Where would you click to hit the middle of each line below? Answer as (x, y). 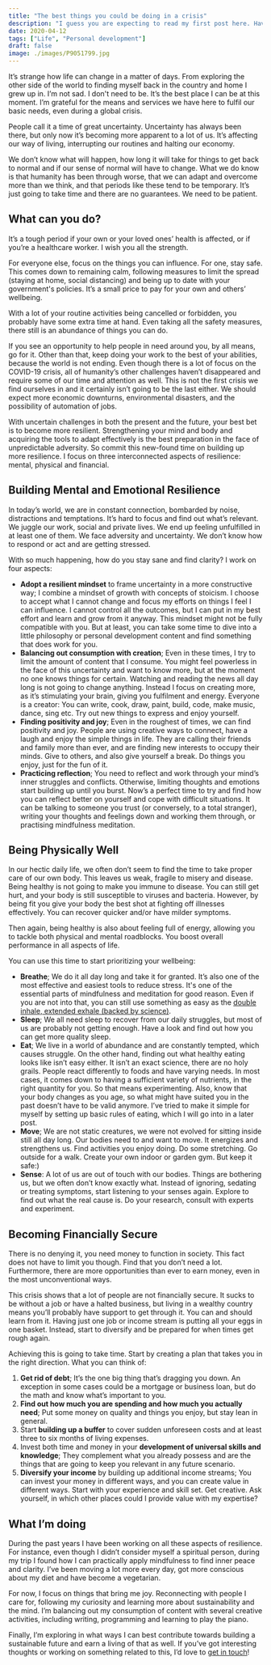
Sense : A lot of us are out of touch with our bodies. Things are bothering (141, 1175)
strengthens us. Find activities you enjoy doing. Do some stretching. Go (139, 1149)
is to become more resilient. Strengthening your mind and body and (121, 430)
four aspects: (30, 568)
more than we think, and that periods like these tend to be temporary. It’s (129, 185)
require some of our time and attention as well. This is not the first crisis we (133, 380)
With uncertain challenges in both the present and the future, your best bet (133, 422)
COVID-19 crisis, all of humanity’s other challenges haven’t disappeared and (134, 371)
